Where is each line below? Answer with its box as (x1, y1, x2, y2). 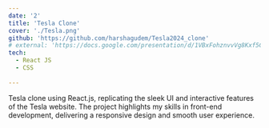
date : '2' (8, 11, 42, 20)
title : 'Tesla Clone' (8, 19, 81, 27)
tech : (8, 49, 26, 57)
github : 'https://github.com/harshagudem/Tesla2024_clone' (8, 34, 210, 42)
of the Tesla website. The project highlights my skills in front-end (8, 102, 223, 111)
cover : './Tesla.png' (8, 26, 81, 34)
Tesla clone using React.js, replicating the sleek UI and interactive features (8, 93, 255, 102)
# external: (8, 42, 48, 50)
